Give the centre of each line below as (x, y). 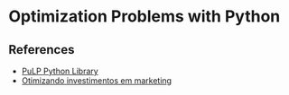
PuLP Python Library (60, 71)
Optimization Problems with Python (144, 17)
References (42, 50)
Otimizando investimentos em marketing (97, 81)
